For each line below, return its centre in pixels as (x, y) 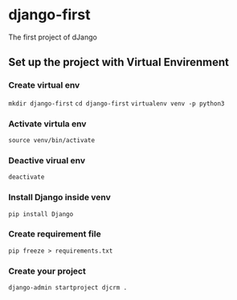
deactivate (27, 177)
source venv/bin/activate (51, 140)
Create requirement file (55, 234)
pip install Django (41, 214)
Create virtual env (44, 85)
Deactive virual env (47, 160)
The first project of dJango (53, 37)
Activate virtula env (47, 124)
